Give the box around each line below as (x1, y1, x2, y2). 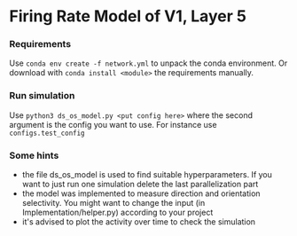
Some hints (9, 149, 59, 161)
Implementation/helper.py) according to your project (21, 207, 214, 218)
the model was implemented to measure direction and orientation (21, 188, 261, 199)
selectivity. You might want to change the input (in (21, 198, 206, 208)
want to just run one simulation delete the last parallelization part (21, 179, 259, 190)
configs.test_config (9, 129, 86, 138)
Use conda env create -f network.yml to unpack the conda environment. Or (9, 58, 288, 68)
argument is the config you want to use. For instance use (9, 119, 217, 130)
